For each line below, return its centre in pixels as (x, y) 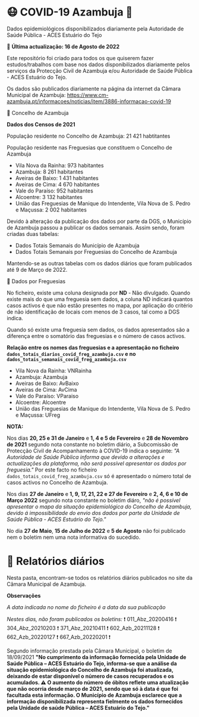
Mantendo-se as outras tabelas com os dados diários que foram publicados (99, 263)
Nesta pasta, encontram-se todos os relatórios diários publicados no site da (99, 578)
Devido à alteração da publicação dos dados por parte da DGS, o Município (99, 221)
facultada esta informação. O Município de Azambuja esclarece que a (94, 695)
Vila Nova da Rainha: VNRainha (53, 370)
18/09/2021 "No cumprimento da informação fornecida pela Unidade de (97, 657)
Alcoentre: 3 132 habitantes (49, 197)
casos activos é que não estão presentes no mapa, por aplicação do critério (100, 305)
